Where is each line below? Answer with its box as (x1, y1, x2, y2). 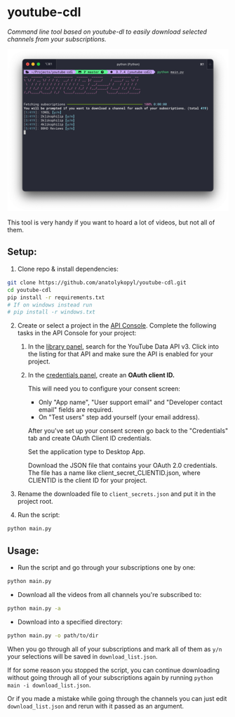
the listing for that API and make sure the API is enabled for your (27, 350, 214, 358)
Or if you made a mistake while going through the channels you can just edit (7, 694, 227, 702)
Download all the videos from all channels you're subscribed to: (17, 590, 202, 598)
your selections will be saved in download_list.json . (7, 652, 158, 660)
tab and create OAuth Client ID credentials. (27, 434, 152, 443)
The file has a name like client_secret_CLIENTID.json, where (27, 469, 201, 477)
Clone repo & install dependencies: (17, 264, 119, 273)
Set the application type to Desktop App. (27, 448, 146, 456)
